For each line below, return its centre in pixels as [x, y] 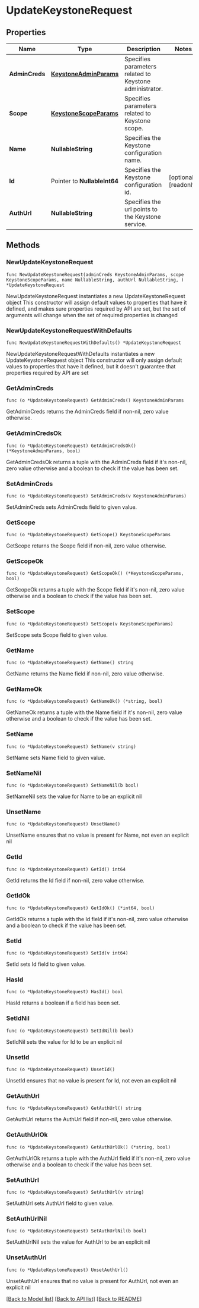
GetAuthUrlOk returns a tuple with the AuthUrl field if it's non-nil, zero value [98, 1158]
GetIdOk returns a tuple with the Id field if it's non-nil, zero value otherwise [97, 919]
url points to [141, 209]
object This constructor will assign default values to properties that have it [97, 302]
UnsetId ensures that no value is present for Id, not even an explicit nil [91, 1081]
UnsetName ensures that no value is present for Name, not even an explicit [98, 835]
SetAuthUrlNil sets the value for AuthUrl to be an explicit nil [78, 1242]
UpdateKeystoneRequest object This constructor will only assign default [94, 360]
